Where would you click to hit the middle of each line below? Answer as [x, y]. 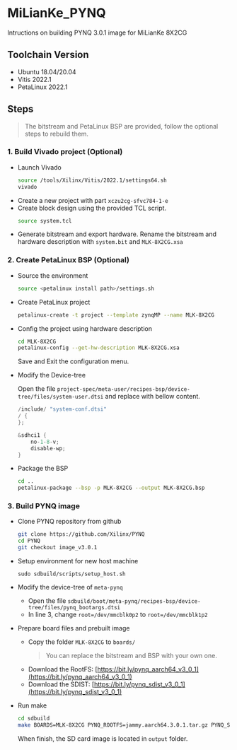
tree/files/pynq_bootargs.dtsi [74, 608]
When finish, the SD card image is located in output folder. [103, 738]
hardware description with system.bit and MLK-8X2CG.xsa [100, 242]
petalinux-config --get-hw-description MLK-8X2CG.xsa [98, 348]
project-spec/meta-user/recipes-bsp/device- [124, 389]
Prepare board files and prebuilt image [74, 628]
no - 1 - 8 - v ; [45, 442]
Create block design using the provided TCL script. [92, 208]
